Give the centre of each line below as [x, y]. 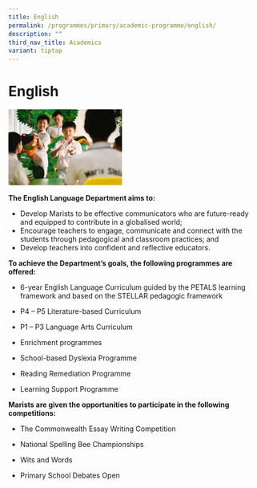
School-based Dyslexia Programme [78, 358]
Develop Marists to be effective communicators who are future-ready [135, 213]
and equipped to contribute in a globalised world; [101, 222]
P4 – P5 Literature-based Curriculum [80, 311]
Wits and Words [46, 460]
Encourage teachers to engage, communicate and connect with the [131, 230]
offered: [22, 271]
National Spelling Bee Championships [82, 444]
